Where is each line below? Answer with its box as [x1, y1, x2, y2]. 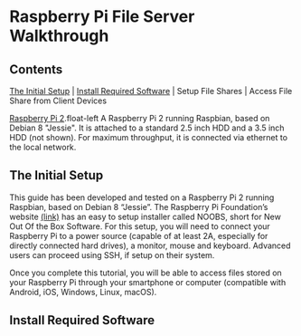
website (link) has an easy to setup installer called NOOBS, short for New [9, 211, 282, 222]
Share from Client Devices [9, 95, 107, 106]
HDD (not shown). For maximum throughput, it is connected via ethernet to [9, 132, 287, 142]
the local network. [9, 142, 77, 152]
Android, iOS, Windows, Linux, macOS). [9, 286, 157, 297]
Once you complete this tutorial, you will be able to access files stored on [9, 267, 282, 278]
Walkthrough [9, 25, 109, 46]
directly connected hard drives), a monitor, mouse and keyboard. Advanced [9, 240, 291, 251]
